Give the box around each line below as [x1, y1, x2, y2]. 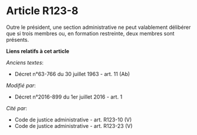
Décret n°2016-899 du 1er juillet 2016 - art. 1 [14, 93, 123, 100]
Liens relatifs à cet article [6, 47, 70, 54]
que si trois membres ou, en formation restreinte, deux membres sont [6, 29, 175, 37]
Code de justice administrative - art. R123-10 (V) [14, 116, 132, 123]
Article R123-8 [6, 4, 78, 18]
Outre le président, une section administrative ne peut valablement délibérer [6, 24, 191, 31]
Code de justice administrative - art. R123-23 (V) [14, 122, 133, 129]
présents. [6, 36, 29, 43]
